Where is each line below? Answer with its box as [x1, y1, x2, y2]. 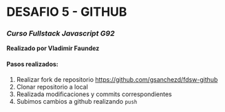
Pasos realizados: [6, 60, 59, 69]
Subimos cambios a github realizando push [16, 97, 138, 105]
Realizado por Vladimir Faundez [6, 44, 100, 52]
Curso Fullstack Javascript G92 [6, 29, 115, 38]
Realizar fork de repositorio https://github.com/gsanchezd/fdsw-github [16, 75, 218, 83]
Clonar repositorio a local [16, 82, 89, 91]
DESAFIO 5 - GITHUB [6, 4, 127, 20]
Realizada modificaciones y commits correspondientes [16, 90, 173, 98]
